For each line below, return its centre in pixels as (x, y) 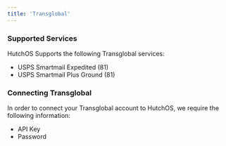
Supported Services (42, 38)
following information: (39, 116)
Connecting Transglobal (50, 93)
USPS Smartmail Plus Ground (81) (66, 74)
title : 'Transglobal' (39, 14)
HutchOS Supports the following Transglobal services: (86, 53)
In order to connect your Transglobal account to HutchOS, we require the (113, 108)
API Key (29, 129)
